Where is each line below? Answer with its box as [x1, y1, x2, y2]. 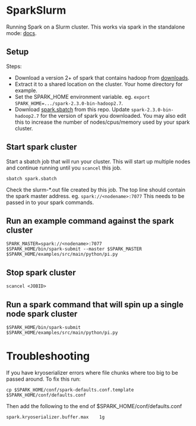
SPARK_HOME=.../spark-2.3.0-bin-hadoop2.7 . [14, 99, 124, 106]
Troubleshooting [6, 349, 90, 363]
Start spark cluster [6, 142, 77, 152]
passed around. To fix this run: [6, 375, 81, 383]
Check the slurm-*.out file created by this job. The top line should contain [6, 186, 186, 193]
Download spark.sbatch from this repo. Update [14, 105, 130, 113]
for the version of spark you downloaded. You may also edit [40, 112, 186, 119]
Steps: [6, 62, 22, 70]
